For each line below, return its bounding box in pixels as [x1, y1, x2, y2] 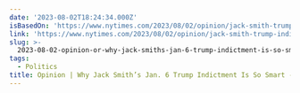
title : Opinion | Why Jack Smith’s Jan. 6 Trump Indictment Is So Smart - [9, 71, 294, 80]
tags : [9, 54, 29, 63]
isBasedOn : [9, 21, 50, 30]
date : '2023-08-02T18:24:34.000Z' [9, 12, 138, 22]
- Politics [17, 63, 58, 72]
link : [9, 29, 29, 38]
